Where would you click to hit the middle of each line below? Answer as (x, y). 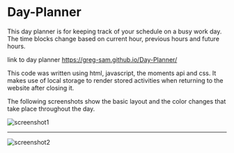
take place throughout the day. (51, 108)
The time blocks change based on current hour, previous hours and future (113, 38)
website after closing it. (41, 88)
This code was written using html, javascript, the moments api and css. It (112, 73)
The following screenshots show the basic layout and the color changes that (117, 101)
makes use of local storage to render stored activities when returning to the (116, 80)
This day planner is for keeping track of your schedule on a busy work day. (115, 31)
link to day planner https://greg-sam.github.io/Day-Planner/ (92, 59)
